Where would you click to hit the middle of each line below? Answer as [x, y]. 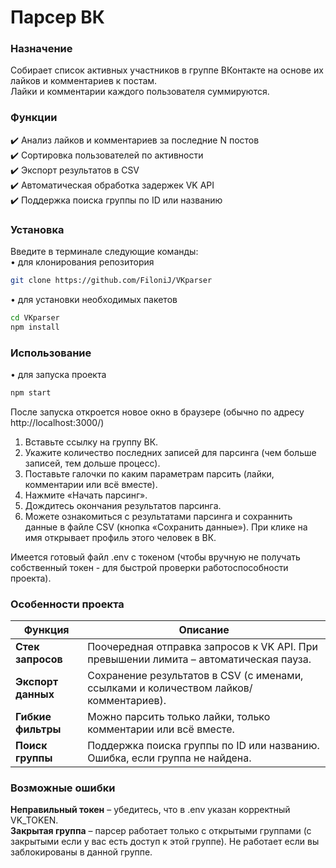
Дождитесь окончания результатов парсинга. [123, 505]
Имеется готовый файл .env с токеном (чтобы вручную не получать [155, 557]
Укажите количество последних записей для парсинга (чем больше [170, 452]
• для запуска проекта [58, 374]
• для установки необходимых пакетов [94, 299]
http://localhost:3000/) [57, 422]
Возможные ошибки [63, 788]
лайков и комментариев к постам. [84, 81]
